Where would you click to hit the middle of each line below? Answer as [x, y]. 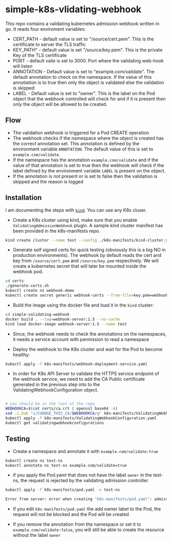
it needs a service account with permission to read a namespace [81, 339]
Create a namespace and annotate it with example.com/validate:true [85, 451]
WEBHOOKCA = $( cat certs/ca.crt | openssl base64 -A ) [61, 409]
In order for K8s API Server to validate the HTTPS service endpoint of [86, 374]
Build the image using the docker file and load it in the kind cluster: [83, 305]
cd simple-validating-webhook [38, 314]
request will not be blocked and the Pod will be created [71, 514]
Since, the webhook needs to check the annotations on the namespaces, [90, 334]
